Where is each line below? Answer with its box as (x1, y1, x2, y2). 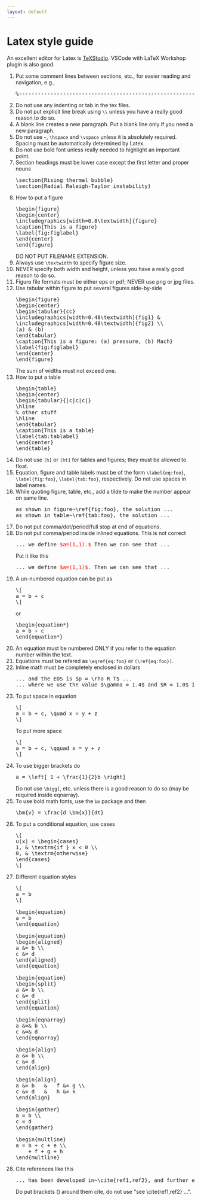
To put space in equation (15, 692, 77, 700)
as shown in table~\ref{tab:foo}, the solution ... (15, 512, 170, 518)
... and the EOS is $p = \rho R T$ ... (15, 675, 132, 682)
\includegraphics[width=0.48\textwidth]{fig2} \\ (15, 320, 163, 327)
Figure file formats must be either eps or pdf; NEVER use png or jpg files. (15, 278, 195, 285)
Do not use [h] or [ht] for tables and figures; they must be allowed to (15, 456, 187, 463)
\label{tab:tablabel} (15, 433, 79, 440)
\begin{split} (15, 980, 57, 987)
